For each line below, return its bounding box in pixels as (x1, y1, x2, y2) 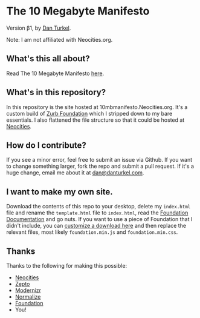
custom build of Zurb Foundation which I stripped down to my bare (6, 110, 173, 117)
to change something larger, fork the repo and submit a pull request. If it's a (6, 162, 195, 170)
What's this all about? (6, 53, 91, 64)
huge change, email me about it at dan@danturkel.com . (6, 169, 144, 176)
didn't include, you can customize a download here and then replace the (6, 222, 186, 230)
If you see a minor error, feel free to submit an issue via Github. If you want (6, 156, 193, 164)
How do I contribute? (6, 140, 86, 150)
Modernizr (15, 287, 41, 294)
